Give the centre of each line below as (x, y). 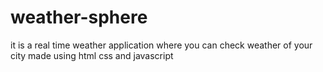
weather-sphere (79, 17)
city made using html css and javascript (92, 55)
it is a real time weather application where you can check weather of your (161, 45)
